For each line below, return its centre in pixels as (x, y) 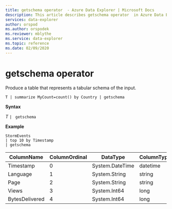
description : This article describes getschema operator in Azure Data (84, 15)
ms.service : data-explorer (34, 39)
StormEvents (18, 136)
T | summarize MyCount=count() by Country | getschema (65, 97)
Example (15, 127)
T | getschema (21, 116)
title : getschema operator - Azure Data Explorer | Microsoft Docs (80, 10)
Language (20, 174)
